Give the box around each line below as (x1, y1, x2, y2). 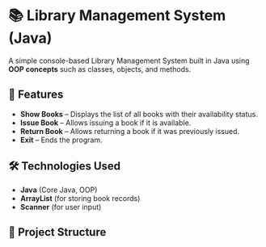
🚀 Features (8, 88, 64, 102)
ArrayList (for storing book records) (19, 193, 141, 203)
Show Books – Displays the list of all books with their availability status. (19, 109, 259, 119)
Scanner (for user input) (19, 202, 102, 211)
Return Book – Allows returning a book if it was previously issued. (19, 126, 240, 136)
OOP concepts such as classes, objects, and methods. (8, 64, 192, 73)
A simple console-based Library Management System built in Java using (8, 56, 250, 65)
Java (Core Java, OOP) (19, 185, 98, 195)
